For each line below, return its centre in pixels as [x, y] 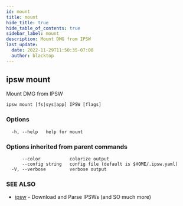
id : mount [18, 12]
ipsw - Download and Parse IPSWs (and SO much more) [83, 197]
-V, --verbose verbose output [59, 169]
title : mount [22, 17]
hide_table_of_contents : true [43, 28]
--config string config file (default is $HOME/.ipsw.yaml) [100, 164]
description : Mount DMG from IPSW [49, 39]
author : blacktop [33, 56]
